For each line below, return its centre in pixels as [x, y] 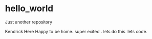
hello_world [29, 9]
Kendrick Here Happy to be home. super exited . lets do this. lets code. [76, 31]
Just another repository [29, 22]
